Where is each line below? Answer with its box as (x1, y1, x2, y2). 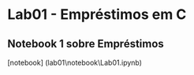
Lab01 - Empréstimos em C (7, 6, 187, 24)
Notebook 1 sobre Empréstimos (7, 37, 165, 51)
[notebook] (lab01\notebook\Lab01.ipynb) (7, 58, 143, 67)
